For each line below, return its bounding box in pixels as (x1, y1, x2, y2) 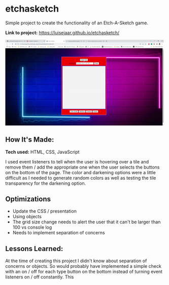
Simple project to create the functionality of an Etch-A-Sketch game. (5, 20, 149, 26)
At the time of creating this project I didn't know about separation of (5, 258, 147, 264)
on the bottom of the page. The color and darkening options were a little (5, 169, 156, 175)
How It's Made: (5, 135, 54, 144)
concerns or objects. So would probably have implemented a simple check (5, 263, 161, 269)
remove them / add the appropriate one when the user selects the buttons (5, 164, 160, 170)
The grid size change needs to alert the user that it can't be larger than (12, 219, 161, 225)
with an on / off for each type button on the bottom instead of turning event (5, 269, 163, 275)
